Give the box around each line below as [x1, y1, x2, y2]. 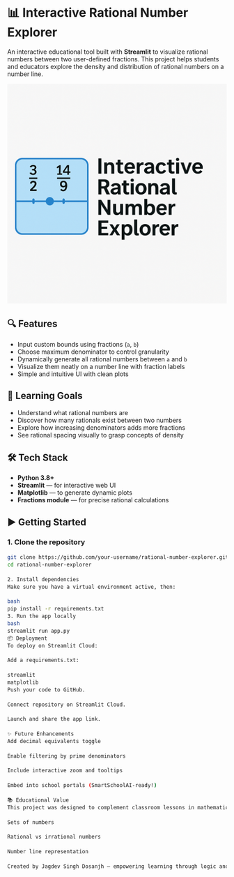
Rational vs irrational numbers [7, 834, 101, 841]
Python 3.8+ [17, 474, 54, 482]
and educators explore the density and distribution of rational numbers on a [7, 62, 224, 70]
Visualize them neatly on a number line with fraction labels [17, 362, 185, 370]
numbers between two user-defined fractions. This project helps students [7, 54, 219, 63]
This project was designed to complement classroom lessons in [7, 804, 195, 811]
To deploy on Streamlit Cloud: [7, 642, 98, 649]
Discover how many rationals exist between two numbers [17, 416, 182, 424]
